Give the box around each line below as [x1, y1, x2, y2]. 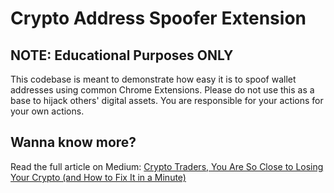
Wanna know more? [10, 134, 137, 151]
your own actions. [10, 105, 85, 117]
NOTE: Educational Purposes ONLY [10, 47, 234, 64]
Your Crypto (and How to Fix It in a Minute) [10, 171, 187, 183]
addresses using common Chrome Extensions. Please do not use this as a [10, 84, 315, 96]
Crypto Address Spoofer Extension [10, 7, 307, 30]
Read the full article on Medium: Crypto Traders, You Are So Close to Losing [10, 160, 324, 172]
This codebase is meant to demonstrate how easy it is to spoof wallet [10, 73, 297, 85]
